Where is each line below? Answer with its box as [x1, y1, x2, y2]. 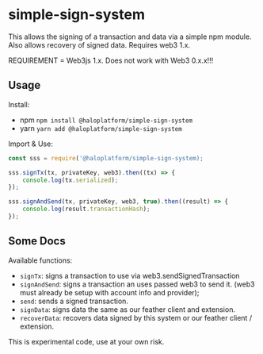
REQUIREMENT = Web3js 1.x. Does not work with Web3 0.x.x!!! [8, 56, 214, 65]
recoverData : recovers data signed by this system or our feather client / [19, 313, 252, 322]
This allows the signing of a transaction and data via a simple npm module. [8, 32, 252, 41]
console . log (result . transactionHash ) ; [22, 205, 151, 214]
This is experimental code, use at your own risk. [8, 337, 165, 346]
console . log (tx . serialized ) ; [22, 176, 119, 184]
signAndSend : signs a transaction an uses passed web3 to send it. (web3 [19, 279, 255, 289]
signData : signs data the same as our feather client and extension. [19, 304, 236, 314]
